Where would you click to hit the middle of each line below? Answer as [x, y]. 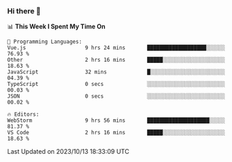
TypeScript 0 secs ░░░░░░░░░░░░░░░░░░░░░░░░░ [116, 84]
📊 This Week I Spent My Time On [56, 26]
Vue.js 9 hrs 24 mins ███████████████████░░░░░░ [116, 48]
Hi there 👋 [24, 11]
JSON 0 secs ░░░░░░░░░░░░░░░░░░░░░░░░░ [116, 96]
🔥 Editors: [23, 115]
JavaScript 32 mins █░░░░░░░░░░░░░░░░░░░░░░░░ [116, 72]
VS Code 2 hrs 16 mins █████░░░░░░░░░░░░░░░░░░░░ [116, 133]
